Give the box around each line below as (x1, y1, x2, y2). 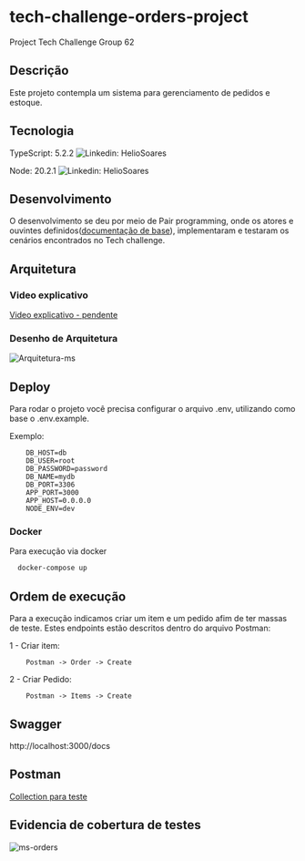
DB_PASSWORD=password (25, 465, 107, 474)
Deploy (9, 379, 51, 395)
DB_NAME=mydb (25, 472, 76, 482)
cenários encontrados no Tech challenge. (9, 235, 166, 246)
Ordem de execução (9, 589, 127, 604)
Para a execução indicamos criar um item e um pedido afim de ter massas (9, 613, 288, 624)
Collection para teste (9, 791, 88, 802)
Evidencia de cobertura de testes (9, 817, 202, 833)
